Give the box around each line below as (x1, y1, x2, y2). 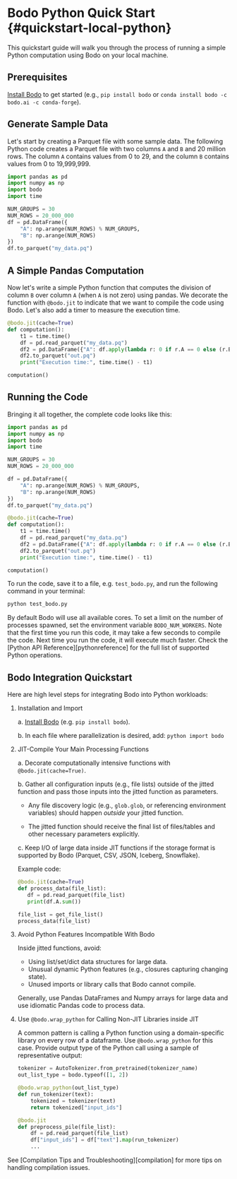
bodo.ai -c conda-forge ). (7, 98, 81, 106)
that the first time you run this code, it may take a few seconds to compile (7, 628, 221, 637)
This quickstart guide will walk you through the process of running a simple (7, 43, 226, 52)
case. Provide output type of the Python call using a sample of (17, 1044, 199, 1052)
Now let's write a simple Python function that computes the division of (7, 283, 212, 291)
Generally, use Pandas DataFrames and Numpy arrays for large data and (17, 994, 229, 1002)
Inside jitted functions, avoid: (17, 944, 102, 952)
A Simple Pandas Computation (7, 264, 145, 276)
